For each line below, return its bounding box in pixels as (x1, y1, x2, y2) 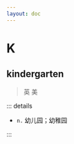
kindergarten (6, 68, 64, 80)
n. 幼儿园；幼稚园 (16, 116, 68, 124)
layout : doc (6, 10, 41, 17)
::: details (6, 101, 33, 110)
